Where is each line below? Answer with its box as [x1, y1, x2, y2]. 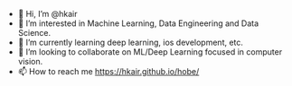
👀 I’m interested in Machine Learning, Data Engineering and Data [17, 18, 259, 29]
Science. [17, 28, 52, 38]
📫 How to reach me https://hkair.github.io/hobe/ [17, 66, 200, 76]
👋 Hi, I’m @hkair [17, 9, 79, 19]
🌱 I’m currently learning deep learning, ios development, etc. [17, 37, 244, 47]
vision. [17, 56, 43, 66]
